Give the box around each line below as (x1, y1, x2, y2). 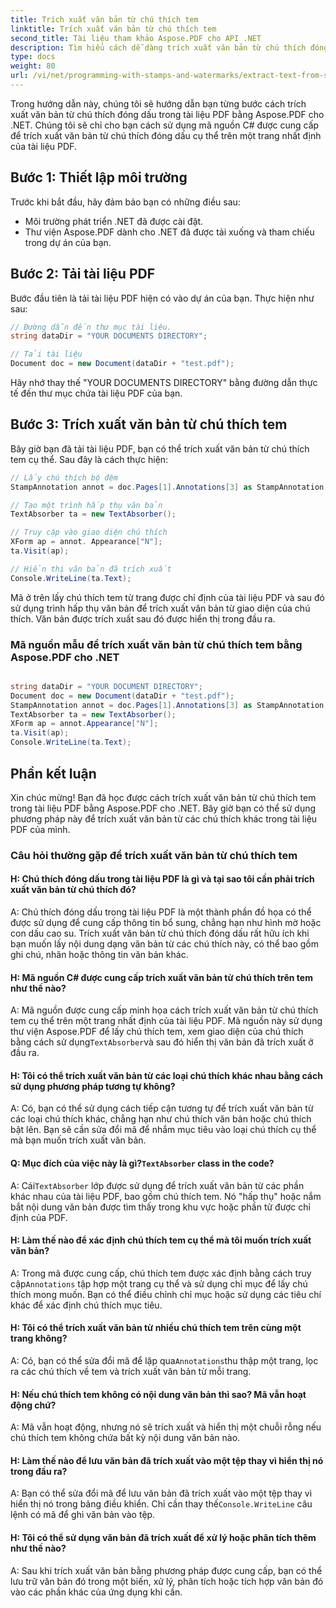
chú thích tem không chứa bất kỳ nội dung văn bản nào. (10, 1432, 241, 1444)
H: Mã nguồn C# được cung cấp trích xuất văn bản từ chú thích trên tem (10, 971, 313, 983)
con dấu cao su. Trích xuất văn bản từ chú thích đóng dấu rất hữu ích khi (10, 927, 310, 940)
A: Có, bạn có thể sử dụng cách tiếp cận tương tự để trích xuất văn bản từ (10, 1102, 314, 1115)
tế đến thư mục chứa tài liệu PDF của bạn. (10, 387, 183, 399)
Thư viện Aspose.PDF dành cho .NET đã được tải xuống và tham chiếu (24, 226, 315, 238)
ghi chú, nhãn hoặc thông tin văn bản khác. (10, 949, 189, 961)
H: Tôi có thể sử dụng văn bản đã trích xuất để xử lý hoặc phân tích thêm (10, 1532, 317, 1544)
